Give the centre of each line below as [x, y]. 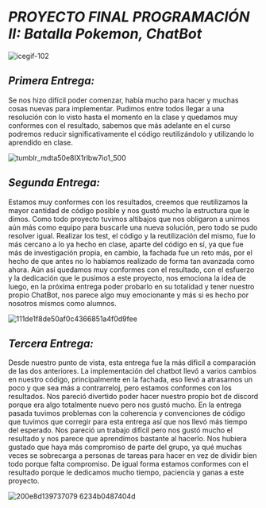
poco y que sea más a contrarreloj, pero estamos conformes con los [120, 388]
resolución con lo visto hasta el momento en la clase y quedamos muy [123, 117]
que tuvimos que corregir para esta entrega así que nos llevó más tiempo [128, 422]
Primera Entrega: [52, 81]
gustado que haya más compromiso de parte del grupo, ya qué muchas [125, 447]
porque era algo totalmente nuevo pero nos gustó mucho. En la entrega [125, 405]
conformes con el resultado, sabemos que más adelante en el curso [120, 125]
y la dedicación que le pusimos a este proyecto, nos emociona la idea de [127, 277]
